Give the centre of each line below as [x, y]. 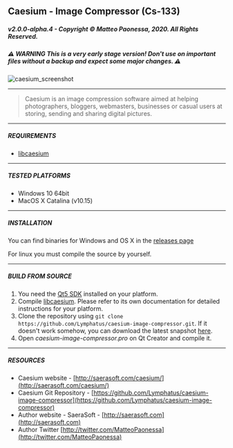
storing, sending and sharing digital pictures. [88, 113]
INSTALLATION [30, 223]
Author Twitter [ [40, 429]
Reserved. [23, 36]
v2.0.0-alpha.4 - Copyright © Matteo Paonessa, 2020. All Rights [103, 29]
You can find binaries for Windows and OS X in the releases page [101, 240]
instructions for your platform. [60, 309]
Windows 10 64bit [44, 193]
